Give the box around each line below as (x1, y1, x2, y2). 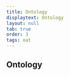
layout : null (6, 20, 40, 26)
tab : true (6, 26, 32, 32)
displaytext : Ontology (6, 15, 64, 21)
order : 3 (6, 32, 29, 38)
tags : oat (6, 37, 32, 43)
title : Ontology (6, 9, 47, 15)
